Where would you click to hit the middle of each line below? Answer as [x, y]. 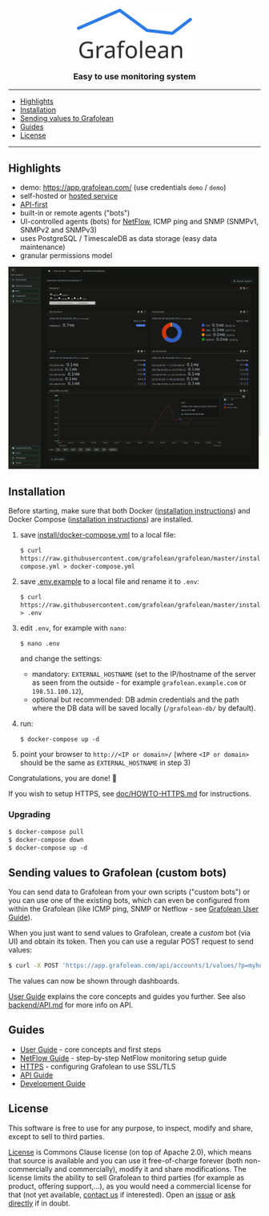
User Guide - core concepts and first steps [90, 1049]
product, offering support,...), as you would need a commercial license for [130, 1186]
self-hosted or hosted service [69, 196]
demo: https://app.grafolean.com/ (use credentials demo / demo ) [123, 187]
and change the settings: [61, 658]
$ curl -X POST [34, 966]
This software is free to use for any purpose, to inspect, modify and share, [131, 1128]
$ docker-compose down [46, 840]
